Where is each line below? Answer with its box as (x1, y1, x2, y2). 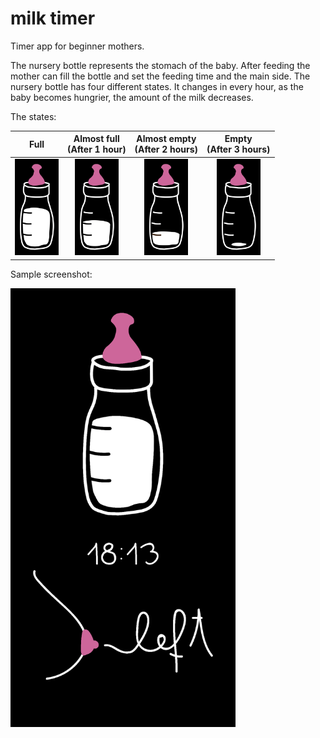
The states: (10, 110, 57, 122)
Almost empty (136, 133, 197, 145)
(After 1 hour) (67, 143, 127, 156)
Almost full (73, 133, 120, 145)
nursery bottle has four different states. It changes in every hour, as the (10, 80, 304, 92)
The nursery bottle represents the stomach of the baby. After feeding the (10, 59, 311, 71)
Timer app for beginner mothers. (10, 40, 145, 52)
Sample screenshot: (10, 268, 93, 280)
